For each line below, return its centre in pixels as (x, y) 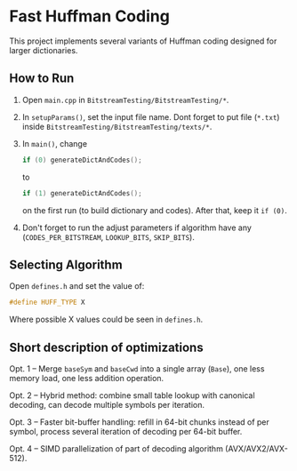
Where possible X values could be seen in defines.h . (106, 319)
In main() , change (54, 143)
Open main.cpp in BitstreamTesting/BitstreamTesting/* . (125, 100)
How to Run (42, 79)
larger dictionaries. (44, 50)
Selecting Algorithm (66, 264)
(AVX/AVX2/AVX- (257, 449)
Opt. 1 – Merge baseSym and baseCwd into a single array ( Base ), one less (137, 369)
